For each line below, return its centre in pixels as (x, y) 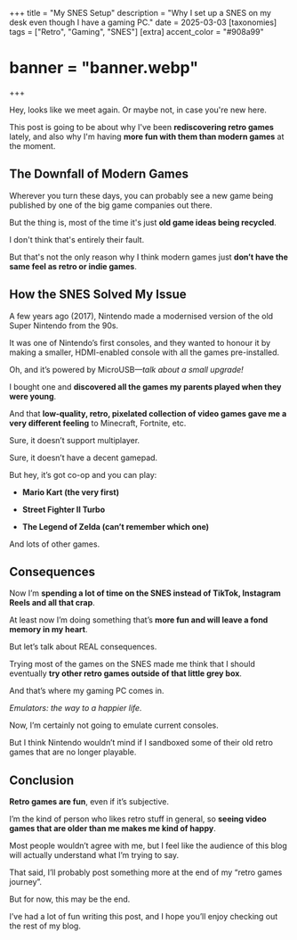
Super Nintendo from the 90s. (64, 326)
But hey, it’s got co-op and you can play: (83, 474)
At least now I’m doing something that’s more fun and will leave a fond (139, 620)
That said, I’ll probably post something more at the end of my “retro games (146, 872)
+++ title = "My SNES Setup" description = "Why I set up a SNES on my (140, 13)
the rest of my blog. (45, 926)
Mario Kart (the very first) (71, 492)
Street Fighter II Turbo (64, 509)
